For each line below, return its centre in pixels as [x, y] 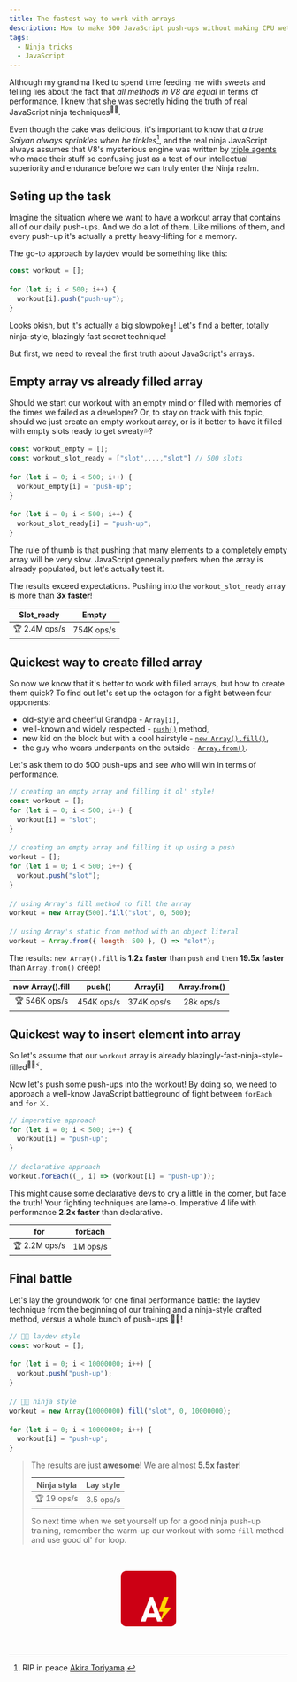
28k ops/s [202, 1002]
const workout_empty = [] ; [59, 449]
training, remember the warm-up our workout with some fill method [157, 1531]
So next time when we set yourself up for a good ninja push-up [145, 1521]
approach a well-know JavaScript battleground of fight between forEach [141, 1093]
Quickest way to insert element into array [125, 1034]
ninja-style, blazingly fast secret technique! [88, 337]
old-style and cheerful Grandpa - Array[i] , [100, 720]
